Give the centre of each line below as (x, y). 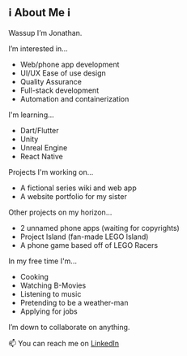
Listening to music (51, 293)
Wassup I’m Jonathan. (45, 33)
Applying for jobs (49, 311)
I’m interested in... (38, 48)
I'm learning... (31, 115)
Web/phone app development (70, 64)
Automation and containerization (74, 98)
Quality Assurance (51, 81)
